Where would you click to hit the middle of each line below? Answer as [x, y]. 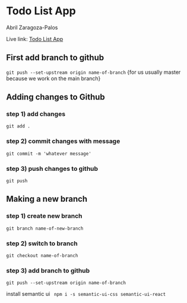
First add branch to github [55, 58]
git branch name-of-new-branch [45, 228]
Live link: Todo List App [35, 39]
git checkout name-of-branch [42, 256]
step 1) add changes [36, 114]
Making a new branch [47, 199]
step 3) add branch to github [48, 270]
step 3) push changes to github [52, 168]
